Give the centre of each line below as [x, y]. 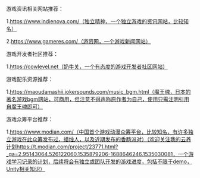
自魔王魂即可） [24, 107]
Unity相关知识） [26, 169]
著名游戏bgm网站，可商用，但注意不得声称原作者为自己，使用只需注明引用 [98, 99]
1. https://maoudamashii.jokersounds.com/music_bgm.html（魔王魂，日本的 [99, 92]
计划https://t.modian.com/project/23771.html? [62, 147]
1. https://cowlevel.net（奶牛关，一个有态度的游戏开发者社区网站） [87, 66]
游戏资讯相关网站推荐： [35, 9]
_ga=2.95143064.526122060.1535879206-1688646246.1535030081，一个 [97, 154]
